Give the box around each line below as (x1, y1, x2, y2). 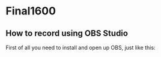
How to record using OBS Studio (5, 28, 129, 38)
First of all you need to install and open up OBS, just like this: (5, 44, 156, 51)
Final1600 (5, 4, 56, 18)
